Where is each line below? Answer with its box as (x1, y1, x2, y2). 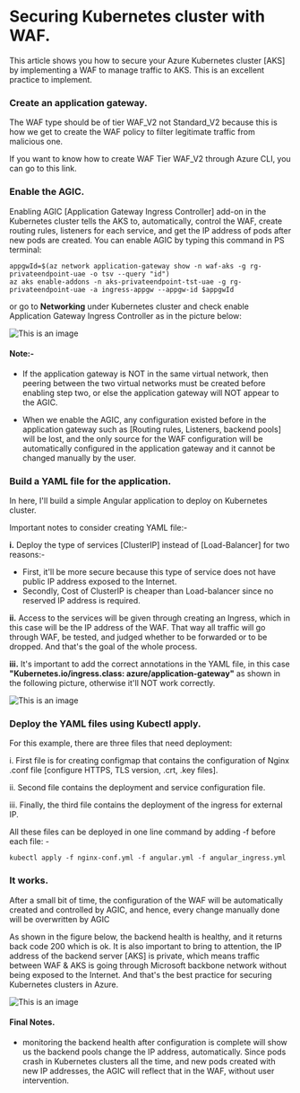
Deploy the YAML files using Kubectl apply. (9, 717, 201, 729)
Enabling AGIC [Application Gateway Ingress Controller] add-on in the (9, 206, 267, 216)
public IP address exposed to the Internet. (21, 577, 177, 587)
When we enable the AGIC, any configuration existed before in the (21, 414, 267, 425)
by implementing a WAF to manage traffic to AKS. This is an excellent (9, 65, 265, 75)
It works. (9, 874, 49, 886)
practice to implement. (9, 74, 92, 84)
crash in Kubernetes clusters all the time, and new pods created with (21, 1055, 276, 1066)
